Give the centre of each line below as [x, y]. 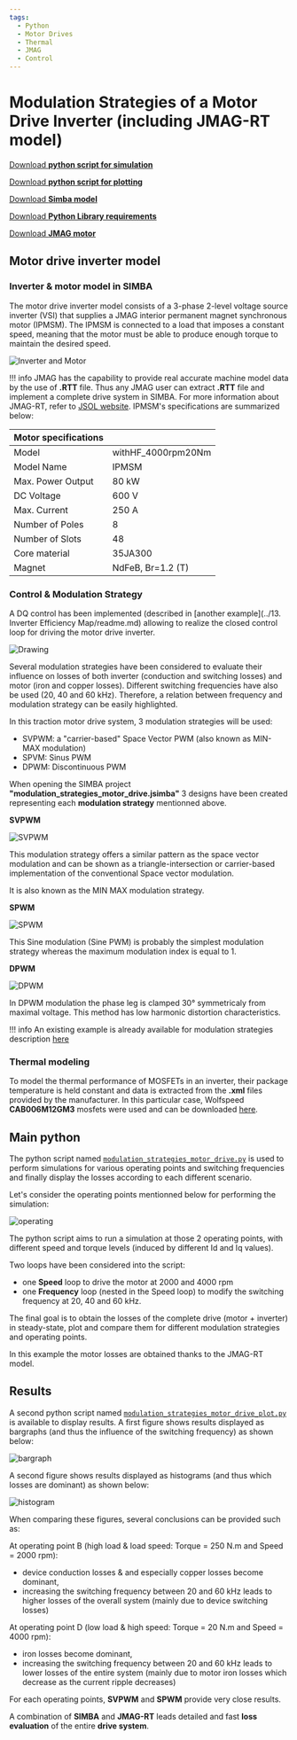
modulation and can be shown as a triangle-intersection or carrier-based [142, 863]
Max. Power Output [54, 481]
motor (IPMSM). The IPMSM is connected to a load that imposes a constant [147, 324]
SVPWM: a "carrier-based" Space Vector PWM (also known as [136, 738]
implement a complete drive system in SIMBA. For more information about [144, 396]
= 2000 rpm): [34, 1555]
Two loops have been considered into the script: [98, 1265]
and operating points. [48, 1337]
